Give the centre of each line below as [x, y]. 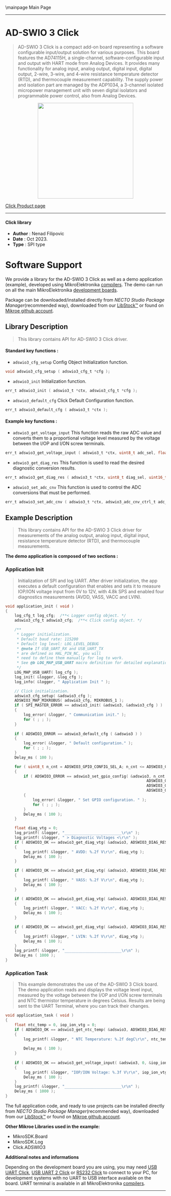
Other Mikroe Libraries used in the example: [53, 1127]
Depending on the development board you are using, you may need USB [81, 1167]
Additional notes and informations [42, 1157]
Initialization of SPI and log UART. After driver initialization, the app [88, 580]
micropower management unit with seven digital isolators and [82, 90]
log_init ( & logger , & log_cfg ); [49, 677]
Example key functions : [31, 421]
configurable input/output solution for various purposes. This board [88, 52]
